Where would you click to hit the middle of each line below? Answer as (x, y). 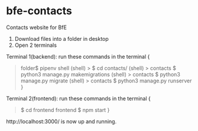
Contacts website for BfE (36, 27)
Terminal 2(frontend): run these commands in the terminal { (78, 98)
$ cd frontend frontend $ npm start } (65, 110)
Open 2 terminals (36, 45)
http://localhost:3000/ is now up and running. (61, 121)
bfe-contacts (39, 11)
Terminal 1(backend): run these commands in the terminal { (78, 56)
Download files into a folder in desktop (62, 39)
